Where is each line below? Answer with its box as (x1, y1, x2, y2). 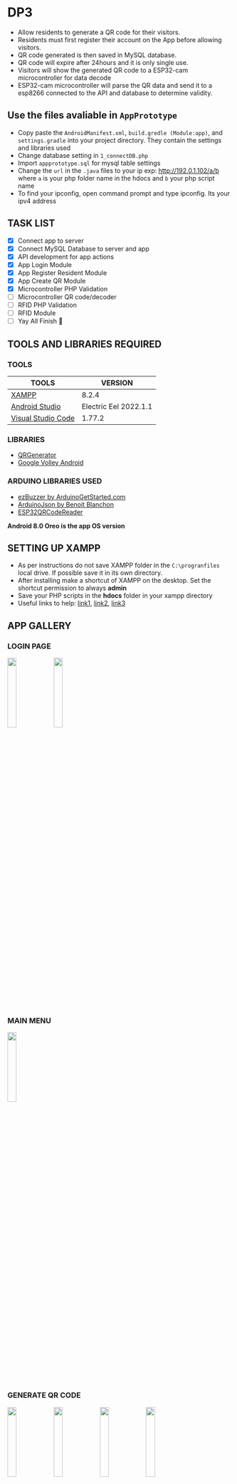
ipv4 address (17, 196, 57, 205)
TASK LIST (7, 217, 56, 229)
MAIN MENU (7, 1016, 52, 1026)
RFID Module (17, 309, 56, 318)
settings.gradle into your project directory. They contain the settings (17, 136, 222, 144)
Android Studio (11, 401, 61, 411)
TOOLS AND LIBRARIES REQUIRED (7, 338, 162, 350)
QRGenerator (17, 451, 57, 459)
